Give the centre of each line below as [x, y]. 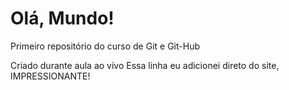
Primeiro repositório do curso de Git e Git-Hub [105, 46]
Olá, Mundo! [62, 18]
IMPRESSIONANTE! [50, 76]
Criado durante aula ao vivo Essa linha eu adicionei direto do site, [145, 65]
